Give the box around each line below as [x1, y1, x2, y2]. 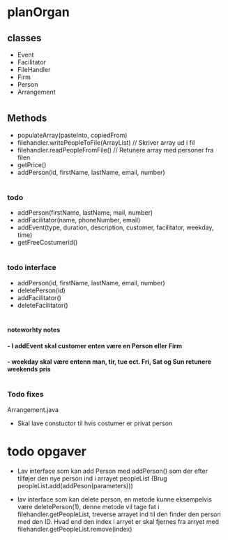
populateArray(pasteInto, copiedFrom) [17, 131, 128, 139]
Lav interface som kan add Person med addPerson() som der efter [17, 467, 208, 475]
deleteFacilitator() [17, 301, 68, 309]
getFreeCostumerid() [17, 239, 78, 247]
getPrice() [17, 160, 47, 169]
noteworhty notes [7, 325, 61, 334]
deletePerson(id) [17, 286, 66, 294]
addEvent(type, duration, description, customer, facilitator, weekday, [17, 223, 214, 232]
